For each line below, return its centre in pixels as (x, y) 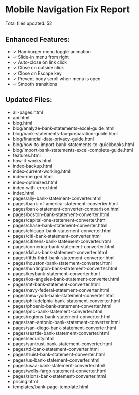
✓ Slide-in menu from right (41, 57)
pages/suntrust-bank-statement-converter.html (62, 344)
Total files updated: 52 (29, 23)
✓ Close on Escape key (37, 73)
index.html (24, 193)
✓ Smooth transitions (35, 84)
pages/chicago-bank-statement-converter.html (62, 230)
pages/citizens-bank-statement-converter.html (62, 241)
